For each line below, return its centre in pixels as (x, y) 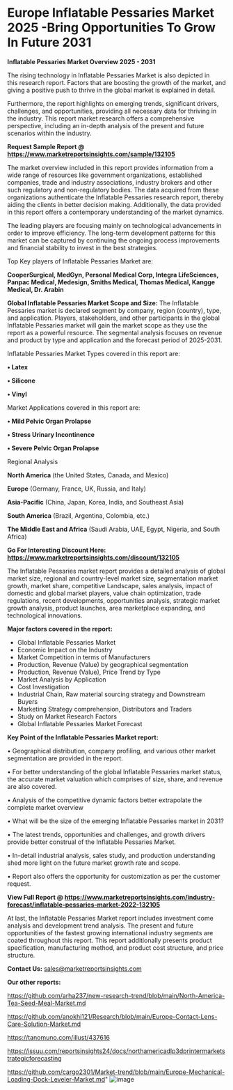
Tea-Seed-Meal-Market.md (47, 1003)
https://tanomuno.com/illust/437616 (58, 1037)
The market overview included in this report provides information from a (110, 167)
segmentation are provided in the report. (65, 758)
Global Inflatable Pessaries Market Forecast (80, 723)
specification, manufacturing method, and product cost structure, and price (115, 947)
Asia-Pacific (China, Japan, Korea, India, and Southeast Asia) (96, 502)
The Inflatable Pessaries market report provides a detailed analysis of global (116, 571)
